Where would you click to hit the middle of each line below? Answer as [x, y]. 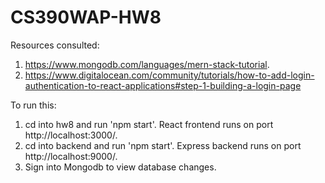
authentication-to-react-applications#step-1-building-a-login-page [163, 85]
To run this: [33, 105]
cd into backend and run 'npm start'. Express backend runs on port [163, 145]
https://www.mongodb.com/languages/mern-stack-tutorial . [147, 64]
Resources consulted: [55, 45]
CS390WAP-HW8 [86, 17]
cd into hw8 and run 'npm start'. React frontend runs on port [149, 124]
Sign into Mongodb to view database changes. [120, 167]
